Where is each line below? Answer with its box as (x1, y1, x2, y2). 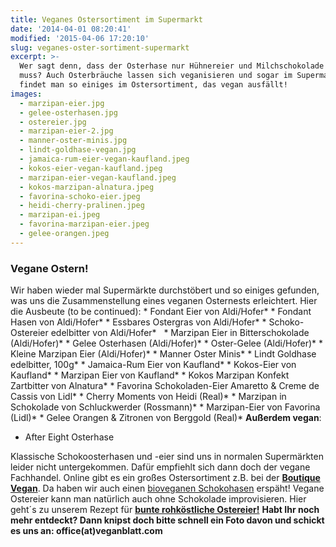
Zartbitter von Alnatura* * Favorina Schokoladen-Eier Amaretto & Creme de (10, 380, 320, 392)
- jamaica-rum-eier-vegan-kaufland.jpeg (19, 154, 190, 164)
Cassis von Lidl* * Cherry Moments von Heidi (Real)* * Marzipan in (10, 391, 287, 403)
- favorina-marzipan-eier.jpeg (19, 219, 150, 230)
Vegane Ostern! (10, 261, 89, 275)
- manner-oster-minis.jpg (19, 136, 128, 146)
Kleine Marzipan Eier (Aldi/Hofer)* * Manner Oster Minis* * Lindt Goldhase (10, 348, 317, 360)
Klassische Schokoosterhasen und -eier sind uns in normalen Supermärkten (10, 451, 324, 463)
